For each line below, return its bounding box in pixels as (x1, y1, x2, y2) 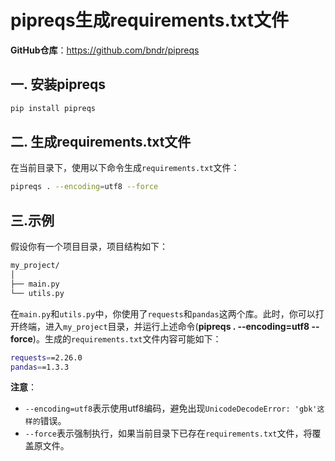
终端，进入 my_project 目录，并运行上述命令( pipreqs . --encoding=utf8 (18, 320, 310, 332)
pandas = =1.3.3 (10, 362, 70, 372)
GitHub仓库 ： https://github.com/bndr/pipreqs (10, 44, 200, 56)
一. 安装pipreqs (10, 76, 107, 93)
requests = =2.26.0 (10, 352, 83, 363)
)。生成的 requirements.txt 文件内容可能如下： (32, 332, 222, 345)
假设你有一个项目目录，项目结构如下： (10, 241, 168, 253)
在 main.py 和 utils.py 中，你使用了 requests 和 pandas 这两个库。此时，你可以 (10, 307, 316, 320)
